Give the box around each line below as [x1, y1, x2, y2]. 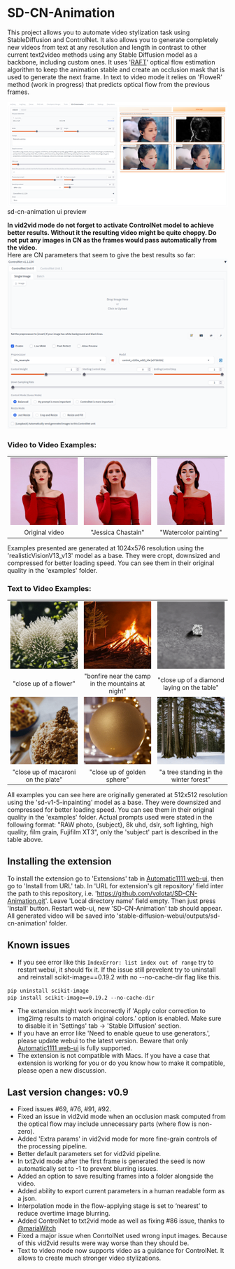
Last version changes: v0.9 [7, 1087, 129, 1099]
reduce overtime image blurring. [17, 1209, 111, 1218]
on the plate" [25, 775, 63, 783]
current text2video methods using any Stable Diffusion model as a [7, 50, 198, 59]
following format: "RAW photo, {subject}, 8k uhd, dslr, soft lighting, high [7, 820, 213, 829]
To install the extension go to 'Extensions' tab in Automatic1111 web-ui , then [7, 874, 224, 883]
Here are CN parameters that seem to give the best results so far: [7, 250, 196, 259]
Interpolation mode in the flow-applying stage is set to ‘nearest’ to [17, 1202, 208, 1210]
